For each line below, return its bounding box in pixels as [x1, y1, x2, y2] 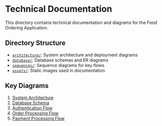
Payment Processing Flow [12, 115, 65, 121]
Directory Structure [5, 39, 66, 47]
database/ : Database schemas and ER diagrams [12, 57, 109, 63]
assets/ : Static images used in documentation [12, 67, 105, 73]
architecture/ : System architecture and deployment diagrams [12, 52, 138, 58]
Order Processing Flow [12, 110, 59, 116]
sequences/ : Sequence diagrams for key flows [12, 62, 105, 68]
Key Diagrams [5, 82, 49, 90]
